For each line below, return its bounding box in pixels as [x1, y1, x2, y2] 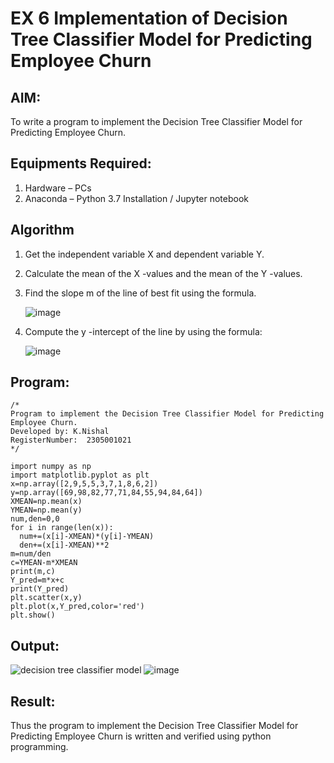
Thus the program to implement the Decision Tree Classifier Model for [10, 720, 299, 732]
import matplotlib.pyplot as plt [10, 470, 150, 481]
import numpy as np [10, 462, 92, 472]
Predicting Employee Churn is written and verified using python [10, 730, 272, 742]
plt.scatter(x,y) [10, 593, 83, 603]
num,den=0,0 [10, 514, 60, 524]
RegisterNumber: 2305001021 [10, 435, 132, 446]
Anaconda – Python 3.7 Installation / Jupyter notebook [24, 192, 249, 204]
